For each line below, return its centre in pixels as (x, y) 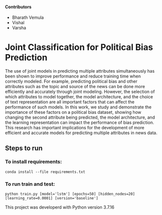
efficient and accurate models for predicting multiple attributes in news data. (81, 133)
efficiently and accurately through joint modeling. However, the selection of (80, 92)
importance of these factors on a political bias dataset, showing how (73, 112)
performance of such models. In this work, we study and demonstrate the (78, 107)
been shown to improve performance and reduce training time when (73, 76)
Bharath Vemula (28, 17)
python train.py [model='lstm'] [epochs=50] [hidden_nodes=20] (70, 194)
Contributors (18, 7)
